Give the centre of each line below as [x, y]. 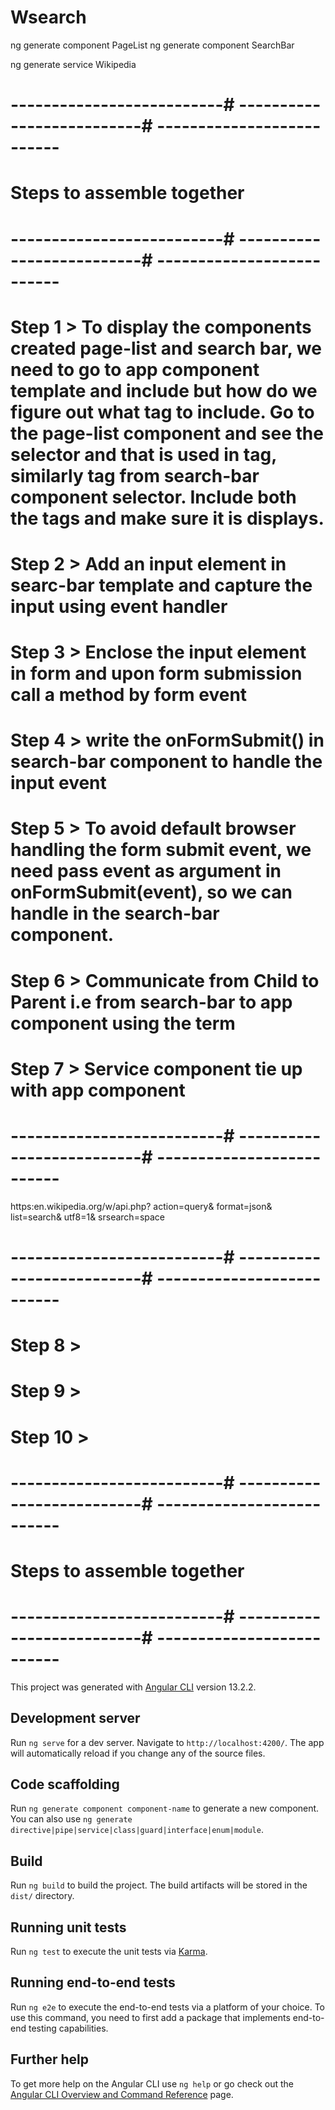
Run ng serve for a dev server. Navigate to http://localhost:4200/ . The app [167, 1742]
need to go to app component [135, 369]
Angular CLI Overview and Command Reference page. [122, 2094]
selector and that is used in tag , [143, 454]
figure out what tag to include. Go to [162, 412]
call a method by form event [129, 695]
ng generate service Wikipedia [73, 64]
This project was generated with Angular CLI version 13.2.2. [133, 1687]
